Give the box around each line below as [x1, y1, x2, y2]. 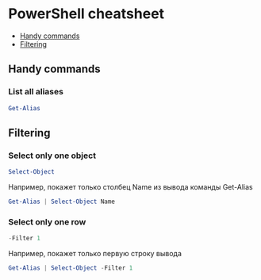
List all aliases [8, 86, 63, 98]
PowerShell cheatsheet [8, 5, 165, 23]
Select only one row [8, 216, 86, 227]
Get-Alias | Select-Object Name [8, 198, 115, 206]
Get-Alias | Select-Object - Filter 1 [8, 264, 133, 272]
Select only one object [8, 150, 97, 161]
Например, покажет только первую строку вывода [8, 249, 182, 259]
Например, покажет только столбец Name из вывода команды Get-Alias [8, 182, 253, 192]
